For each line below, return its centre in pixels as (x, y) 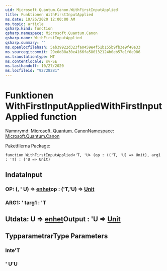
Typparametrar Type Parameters (57, 236)
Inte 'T (13, 250)
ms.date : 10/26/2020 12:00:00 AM (40, 19)
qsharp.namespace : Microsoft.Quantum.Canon (52, 33)
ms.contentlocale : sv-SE (31, 61)
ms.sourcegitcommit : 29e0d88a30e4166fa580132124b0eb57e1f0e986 (73, 52)
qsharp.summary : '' (26, 43)
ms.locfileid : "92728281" (32, 71)
